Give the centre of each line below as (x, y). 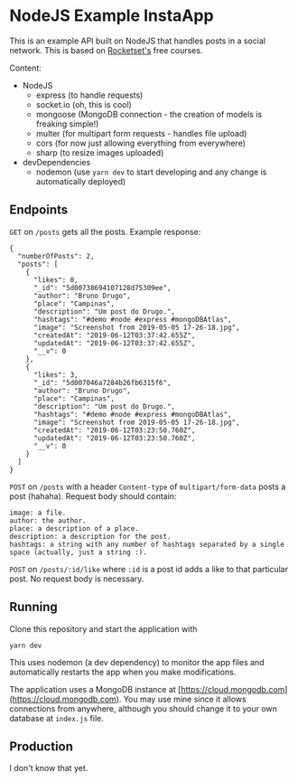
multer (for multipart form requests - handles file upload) (141, 133)
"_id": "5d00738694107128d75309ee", (102, 287)
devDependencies (56, 162)
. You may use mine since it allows (182, 699)
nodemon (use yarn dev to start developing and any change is (151, 172)
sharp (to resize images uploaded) (100, 152)
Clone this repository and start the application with (103, 628)
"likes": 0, (56, 280)
